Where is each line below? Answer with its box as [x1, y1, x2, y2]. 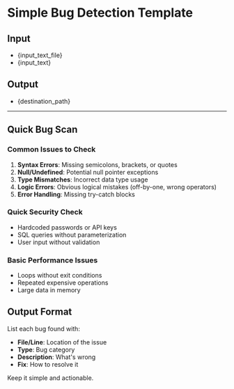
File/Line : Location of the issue [17, 338, 107, 346]
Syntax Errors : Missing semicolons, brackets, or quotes [17, 160, 178, 168]
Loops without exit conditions [17, 271, 102, 280]
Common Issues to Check [7, 145, 96, 154]
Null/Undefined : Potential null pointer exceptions [17, 168, 159, 176]
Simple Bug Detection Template [7, 5, 194, 21]
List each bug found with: [7, 324, 80, 333]
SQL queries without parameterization [17, 230, 127, 239]
